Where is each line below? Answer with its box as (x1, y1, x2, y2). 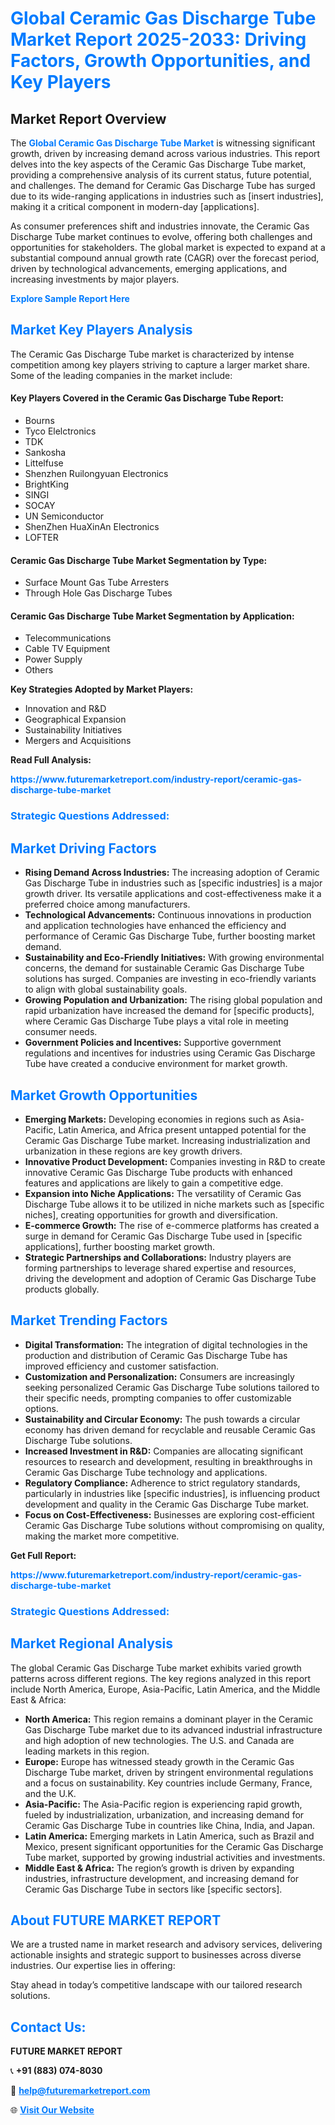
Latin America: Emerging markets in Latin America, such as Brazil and (24, 1830, 315, 1842)
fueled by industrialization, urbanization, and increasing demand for (24, 1808, 305, 1821)
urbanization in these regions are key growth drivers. (24, 1145, 243, 1157)
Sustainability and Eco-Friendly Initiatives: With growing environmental (24, 952, 325, 964)
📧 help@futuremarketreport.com (10, 2085, 151, 2097)
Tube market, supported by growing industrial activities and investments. (24, 1851, 326, 1863)
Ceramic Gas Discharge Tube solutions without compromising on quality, (24, 1519, 325, 1531)
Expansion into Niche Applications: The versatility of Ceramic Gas (24, 1187, 302, 1199)
